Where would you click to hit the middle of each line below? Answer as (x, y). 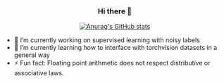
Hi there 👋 (115, 11)
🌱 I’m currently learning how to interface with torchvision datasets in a (116, 48)
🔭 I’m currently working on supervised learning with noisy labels (107, 40)
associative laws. (39, 73)
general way (32, 55)
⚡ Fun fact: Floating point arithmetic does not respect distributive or (112, 63)
